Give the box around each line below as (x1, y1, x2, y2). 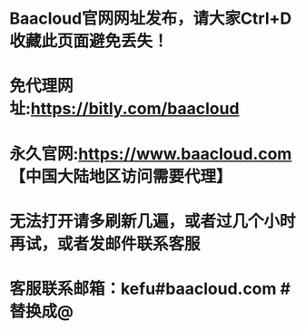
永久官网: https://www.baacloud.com (9, 143, 292, 164)
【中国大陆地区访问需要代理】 (9, 166, 233, 187)
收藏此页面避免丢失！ (9, 31, 170, 52)
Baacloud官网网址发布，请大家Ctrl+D (9, 8, 292, 29)
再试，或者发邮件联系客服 (9, 233, 202, 254)
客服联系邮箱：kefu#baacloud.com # (9, 278, 291, 299)
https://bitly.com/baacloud (30, 99, 240, 119)
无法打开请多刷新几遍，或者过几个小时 (9, 210, 297, 231)
